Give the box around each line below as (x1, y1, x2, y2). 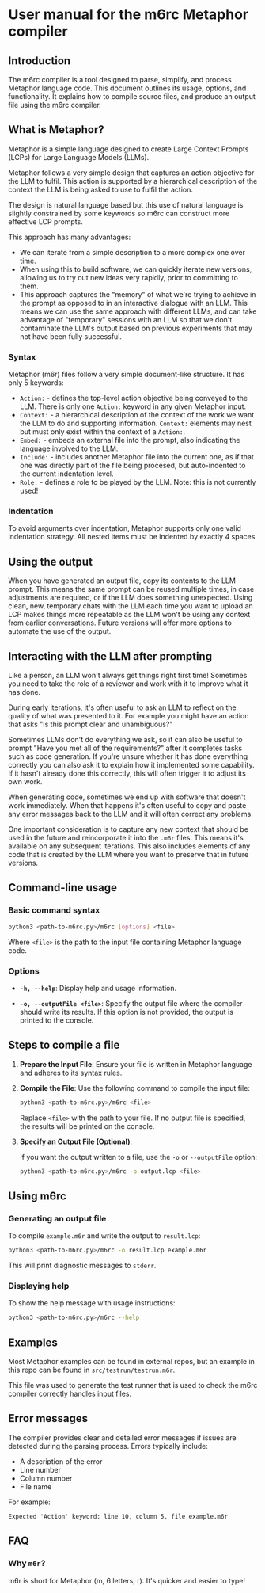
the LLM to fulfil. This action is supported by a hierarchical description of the (8, 176, 258, 185)
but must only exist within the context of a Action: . (19, 427, 186, 436)
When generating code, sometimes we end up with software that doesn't (8, 792, 246, 802)
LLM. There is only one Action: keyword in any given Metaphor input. (19, 402, 247, 411)
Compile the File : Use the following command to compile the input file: (19, 1083, 251, 1092)
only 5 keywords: (8, 378, 64, 387)
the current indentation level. (19, 469, 114, 478)
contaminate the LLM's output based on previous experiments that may (19, 323, 253, 333)
